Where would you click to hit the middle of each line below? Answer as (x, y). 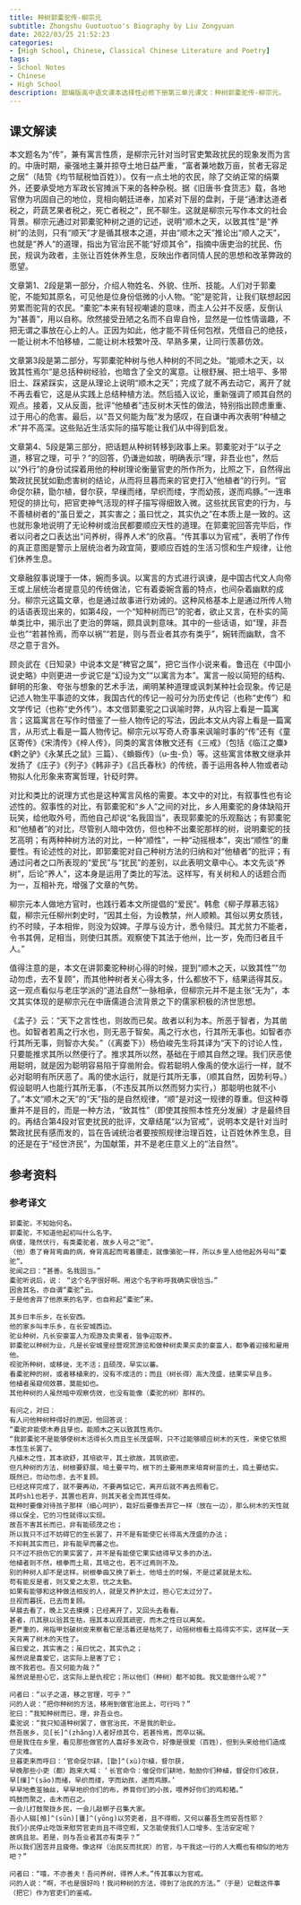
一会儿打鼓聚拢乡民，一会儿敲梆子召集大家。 (79, 1809)
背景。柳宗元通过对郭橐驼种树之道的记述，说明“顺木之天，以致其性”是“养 (144, 221)
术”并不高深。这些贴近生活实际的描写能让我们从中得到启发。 (121, 428)
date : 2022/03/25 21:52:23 (60, 34)
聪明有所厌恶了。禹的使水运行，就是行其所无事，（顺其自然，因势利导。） (158, 1077)
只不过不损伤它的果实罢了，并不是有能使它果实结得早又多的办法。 (113, 1554)
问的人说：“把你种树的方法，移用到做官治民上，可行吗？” (100, 1704)
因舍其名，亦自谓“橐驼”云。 (54, 1290)
